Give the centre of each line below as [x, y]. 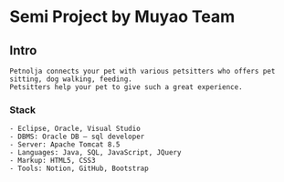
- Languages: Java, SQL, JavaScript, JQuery [95, 153]
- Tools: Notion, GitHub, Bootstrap [79, 169]
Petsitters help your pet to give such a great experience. [126, 87]
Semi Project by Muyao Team [122, 17]
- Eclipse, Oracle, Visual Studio [75, 129]
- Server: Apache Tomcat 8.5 [65, 145]
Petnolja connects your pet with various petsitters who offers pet [142, 71]
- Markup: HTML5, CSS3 [53, 161]
